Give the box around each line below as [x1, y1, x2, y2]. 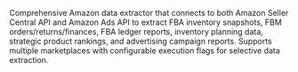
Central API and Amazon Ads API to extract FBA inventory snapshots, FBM [9, 17, 282, 28]
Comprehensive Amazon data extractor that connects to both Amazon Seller [9, 8, 289, 18]
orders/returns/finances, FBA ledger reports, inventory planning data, [9, 27, 264, 36]
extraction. [9, 55, 49, 65]
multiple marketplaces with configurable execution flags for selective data [9, 45, 280, 56]
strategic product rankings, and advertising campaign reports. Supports [9, 36, 273, 46]
